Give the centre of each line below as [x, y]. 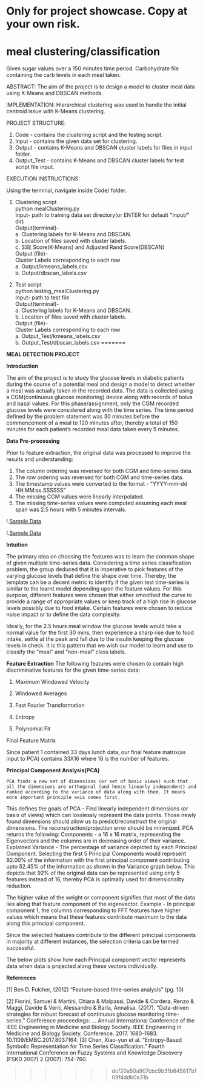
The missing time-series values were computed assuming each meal [101, 503]
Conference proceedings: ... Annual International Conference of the [111, 1021]
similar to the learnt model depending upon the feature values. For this [94, 589]
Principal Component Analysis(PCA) [53, 770]
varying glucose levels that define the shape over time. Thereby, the [91, 576]
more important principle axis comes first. [63, 798]
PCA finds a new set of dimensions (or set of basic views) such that [97, 782]
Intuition [17, 545]
